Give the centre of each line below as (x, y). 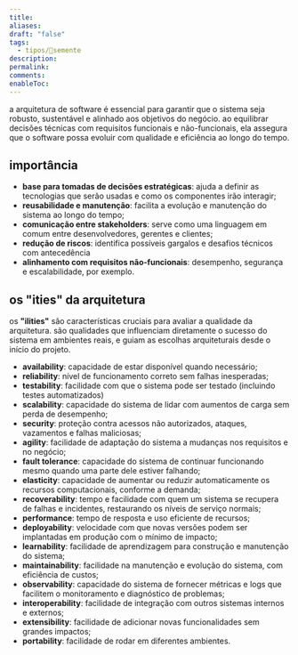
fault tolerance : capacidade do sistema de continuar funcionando (143, 461)
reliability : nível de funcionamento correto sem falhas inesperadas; (145, 376)
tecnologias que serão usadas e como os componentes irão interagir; (149, 196)
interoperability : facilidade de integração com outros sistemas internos (153, 603)
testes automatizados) (63, 395)
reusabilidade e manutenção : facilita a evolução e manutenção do (144, 206)
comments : (28, 76)
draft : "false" (37, 34)
